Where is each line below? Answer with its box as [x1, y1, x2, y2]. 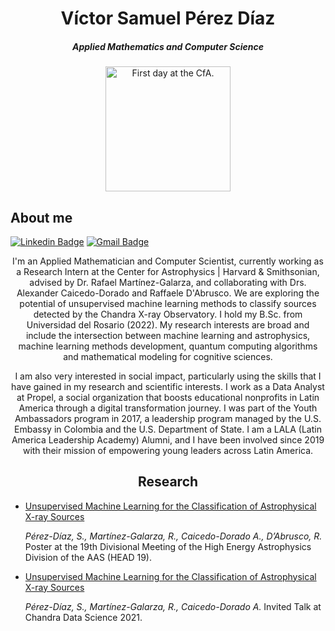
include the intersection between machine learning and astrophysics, [25, 329, 311, 341]
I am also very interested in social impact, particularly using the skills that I [14, 370, 322, 382]
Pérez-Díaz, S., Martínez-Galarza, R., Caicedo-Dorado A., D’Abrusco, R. [24, 530, 323, 542]
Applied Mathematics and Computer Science [72, 40, 264, 52]
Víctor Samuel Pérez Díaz [60, 7, 276, 30]
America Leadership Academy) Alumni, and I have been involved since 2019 [11, 433, 325, 446]
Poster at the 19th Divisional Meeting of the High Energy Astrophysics [24, 540, 312, 552]
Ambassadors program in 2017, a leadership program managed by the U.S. [14, 412, 322, 424]
